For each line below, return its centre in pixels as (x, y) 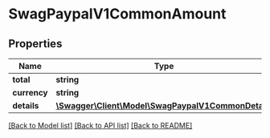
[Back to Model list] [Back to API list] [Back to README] (100, 126)
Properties (35, 44)
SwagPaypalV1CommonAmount (117, 14)
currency (30, 93)
